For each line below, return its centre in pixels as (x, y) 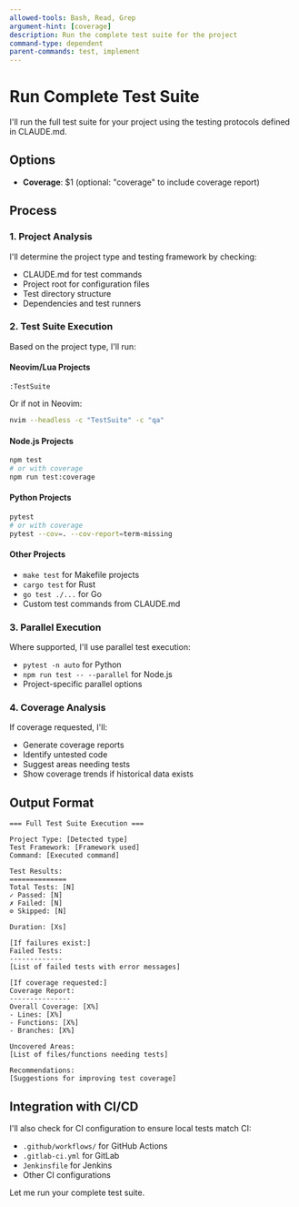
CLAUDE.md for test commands (82, 274)
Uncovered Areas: (42, 1047)
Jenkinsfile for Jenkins (67, 1165)
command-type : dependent (56, 43)
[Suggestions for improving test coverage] (93, 1079)
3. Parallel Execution (55, 627)
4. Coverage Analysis (58, 708)
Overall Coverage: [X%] (55, 1007)
